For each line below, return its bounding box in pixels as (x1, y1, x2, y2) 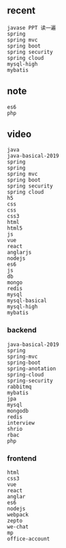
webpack (7, 511, 29, 518)
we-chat (7, 523, 29, 531)
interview (7, 419, 35, 426)
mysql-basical (7, 297, 48, 305)
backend (7, 325, 37, 335)
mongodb (7, 407, 29, 414)
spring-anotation (7, 365, 56, 372)
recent (7, 5, 36, 17)
